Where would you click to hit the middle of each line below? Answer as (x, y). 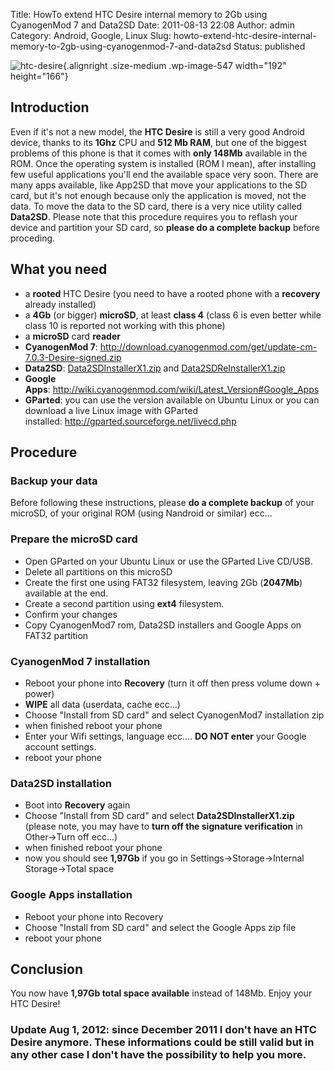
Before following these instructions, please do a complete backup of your (162, 503)
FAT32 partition (56, 635)
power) (39, 693)
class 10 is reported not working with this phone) (125, 325)
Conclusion (47, 969)
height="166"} (39, 76)
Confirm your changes (71, 614)
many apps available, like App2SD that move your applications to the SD (159, 185)
